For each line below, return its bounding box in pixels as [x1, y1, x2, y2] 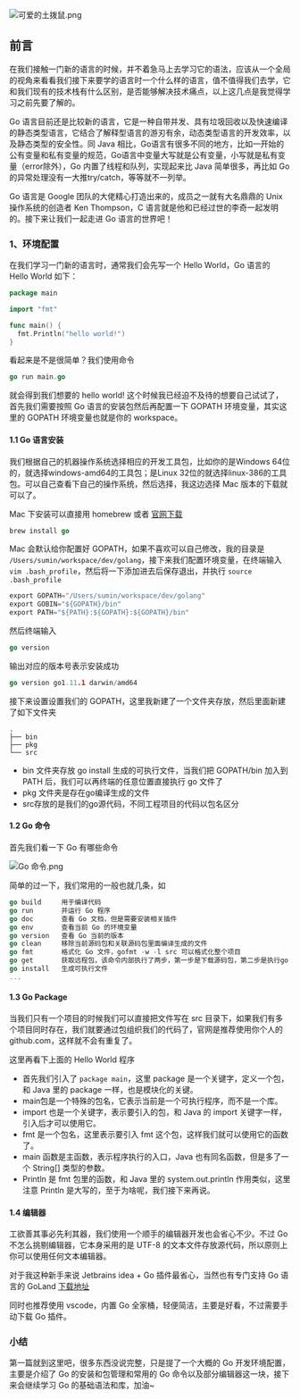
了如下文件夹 [9, 707, 56, 717]
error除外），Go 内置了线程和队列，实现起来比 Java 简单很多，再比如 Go [24, 161, 290, 172]
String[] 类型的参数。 [32, 1162, 110, 1173]
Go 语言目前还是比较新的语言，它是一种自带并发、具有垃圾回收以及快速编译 [9, 116, 288, 127]
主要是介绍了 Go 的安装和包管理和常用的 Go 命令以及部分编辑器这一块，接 [9, 1369, 282, 1379]
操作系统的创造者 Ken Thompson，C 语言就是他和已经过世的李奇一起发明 [9, 202, 279, 213]
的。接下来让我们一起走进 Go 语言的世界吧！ [9, 213, 173, 223]
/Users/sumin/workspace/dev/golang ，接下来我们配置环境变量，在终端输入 [9, 555, 283, 565]
